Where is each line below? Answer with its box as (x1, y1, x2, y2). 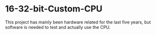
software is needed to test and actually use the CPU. (5, 24, 111, 30)
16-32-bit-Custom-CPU (5, 3, 103, 14)
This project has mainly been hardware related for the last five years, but (5, 19, 151, 25)
